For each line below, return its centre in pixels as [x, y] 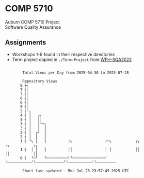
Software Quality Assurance [33, 27]
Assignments [26, 43]
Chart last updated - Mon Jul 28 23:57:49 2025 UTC [76, 171]
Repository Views [40, 81]
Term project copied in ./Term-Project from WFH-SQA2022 [72, 59]
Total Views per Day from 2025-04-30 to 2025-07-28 [76, 73]
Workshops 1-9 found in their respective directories [63, 54]
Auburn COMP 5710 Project [32, 22]
